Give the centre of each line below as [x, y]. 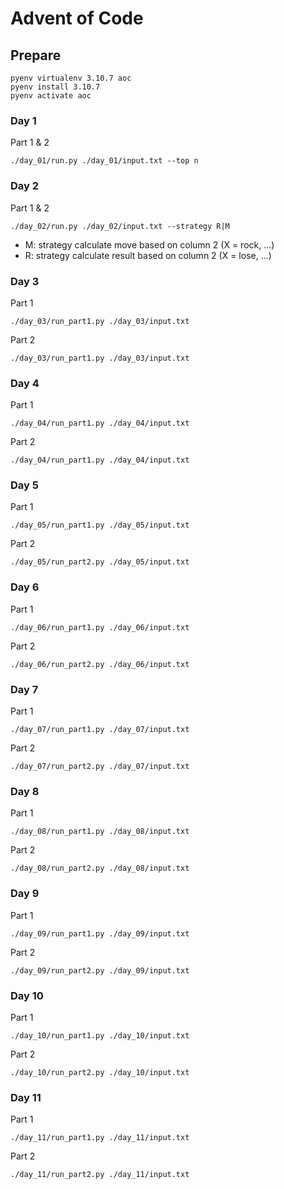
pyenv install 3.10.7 [55, 87]
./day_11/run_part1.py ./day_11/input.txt [100, 1138]
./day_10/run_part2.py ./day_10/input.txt [100, 1072]
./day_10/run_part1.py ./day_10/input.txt [100, 1035]
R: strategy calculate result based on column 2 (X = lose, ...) [148, 255]
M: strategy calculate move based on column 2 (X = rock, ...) [149, 244]
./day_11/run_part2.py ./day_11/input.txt [100, 1175]
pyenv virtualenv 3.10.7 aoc [71, 78]
